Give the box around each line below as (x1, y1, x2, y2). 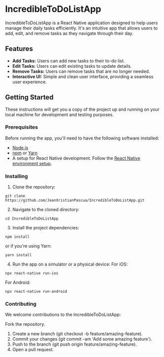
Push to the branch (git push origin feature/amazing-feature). (12, 341, 137, 347)
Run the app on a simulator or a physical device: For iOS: (12, 261, 128, 268)
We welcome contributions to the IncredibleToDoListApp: (5, 312, 121, 317)
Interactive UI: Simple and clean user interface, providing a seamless (12, 73, 154, 80)
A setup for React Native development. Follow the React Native (12, 155, 141, 161)
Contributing (5, 301, 37, 308)
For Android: (5, 279, 31, 285)
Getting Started (5, 93, 54, 102)
